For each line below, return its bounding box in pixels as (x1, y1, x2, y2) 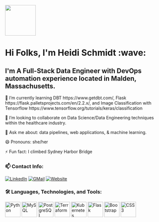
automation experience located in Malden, (5, 74, 136, 83)
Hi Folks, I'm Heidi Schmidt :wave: (5, 47, 146, 58)
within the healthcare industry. (5, 120, 67, 126)
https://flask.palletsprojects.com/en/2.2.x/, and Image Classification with (5, 100, 152, 106)
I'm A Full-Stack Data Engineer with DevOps (5, 67, 142, 75)
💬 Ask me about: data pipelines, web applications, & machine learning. (5, 130, 147, 135)
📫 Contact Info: (5, 163, 44, 170)
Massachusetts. (5, 82, 56, 90)
